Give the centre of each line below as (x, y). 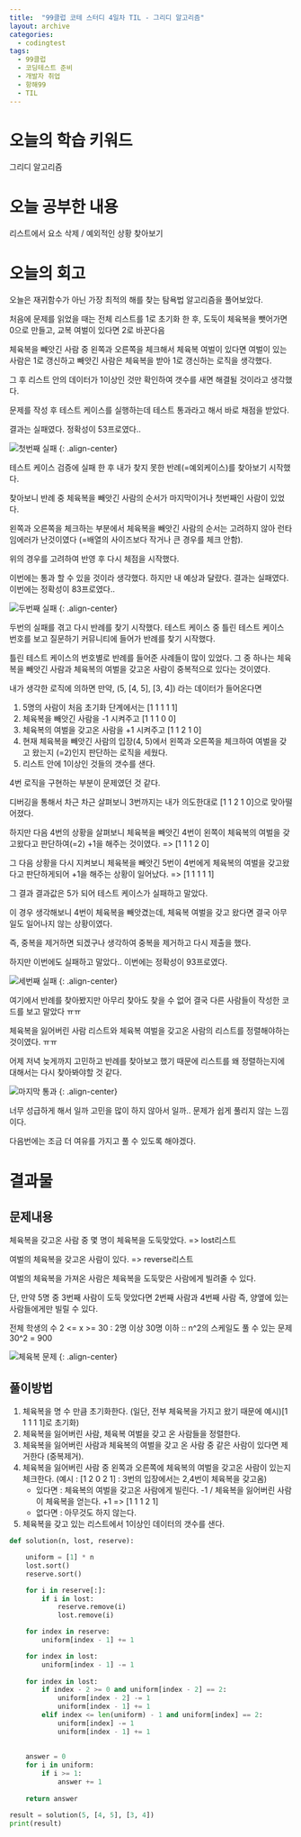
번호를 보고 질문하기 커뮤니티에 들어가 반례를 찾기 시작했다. (112, 639)
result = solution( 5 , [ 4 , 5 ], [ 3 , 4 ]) (82, 1815)
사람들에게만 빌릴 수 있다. (54, 1309)
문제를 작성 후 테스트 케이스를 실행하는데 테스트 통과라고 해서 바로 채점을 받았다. (150, 410)
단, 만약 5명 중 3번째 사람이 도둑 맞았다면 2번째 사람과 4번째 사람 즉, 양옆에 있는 (149, 1297)
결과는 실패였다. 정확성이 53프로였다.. (75, 430)
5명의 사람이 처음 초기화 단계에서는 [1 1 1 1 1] (100, 707)
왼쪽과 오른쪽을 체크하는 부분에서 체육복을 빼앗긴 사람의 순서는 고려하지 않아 (142, 529)
